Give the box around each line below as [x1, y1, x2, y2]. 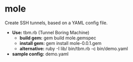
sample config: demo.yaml [12, 51, 69, 57]
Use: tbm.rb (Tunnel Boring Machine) [12, 29, 90, 35]
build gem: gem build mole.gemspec [19, 35, 96, 41]
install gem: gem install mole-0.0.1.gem [19, 40, 102, 46]
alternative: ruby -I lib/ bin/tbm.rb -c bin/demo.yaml [19, 45, 128, 51]
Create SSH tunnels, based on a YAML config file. [5, 20, 108, 26]
